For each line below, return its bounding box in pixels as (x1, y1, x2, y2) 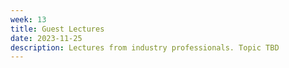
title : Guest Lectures (10, 24, 105, 34)
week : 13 (10, 14, 47, 25)
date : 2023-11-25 (10, 33, 83, 43)
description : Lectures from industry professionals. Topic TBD (10, 42, 280, 53)
